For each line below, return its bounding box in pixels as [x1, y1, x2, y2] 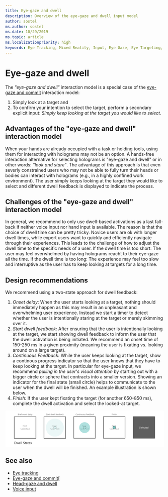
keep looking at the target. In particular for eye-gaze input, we [12, 363, 141, 369]
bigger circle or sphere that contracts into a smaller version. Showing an [12, 374, 162, 380]
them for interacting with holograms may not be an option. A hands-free [5, 151, 154, 157]
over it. [12, 321, 27, 327]
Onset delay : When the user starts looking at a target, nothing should [12, 299, 156, 305]
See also [5, 456, 33, 465]
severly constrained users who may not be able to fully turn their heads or [5, 167, 158, 173]
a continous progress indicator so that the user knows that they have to [12, 358, 160, 364]
